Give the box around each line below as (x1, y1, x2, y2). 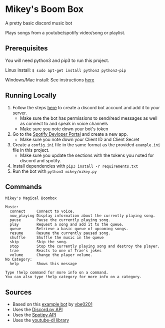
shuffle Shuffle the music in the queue (9, 235, 104, 240)
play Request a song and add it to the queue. (9, 222, 124, 227)
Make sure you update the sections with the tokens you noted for (19, 152, 154, 158)
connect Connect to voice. (9, 209, 75, 214)
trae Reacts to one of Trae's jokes (9, 248, 101, 253)
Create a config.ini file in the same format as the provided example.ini (12, 141, 160, 148)
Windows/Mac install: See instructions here (5, 76, 94, 83)
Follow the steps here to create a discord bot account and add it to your (12, 104, 160, 110)
